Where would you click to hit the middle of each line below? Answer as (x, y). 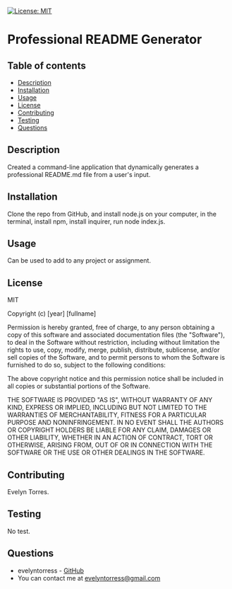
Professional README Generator (105, 40)
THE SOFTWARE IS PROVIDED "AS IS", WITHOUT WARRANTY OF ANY (110, 400)
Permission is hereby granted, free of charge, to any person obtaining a (111, 327)
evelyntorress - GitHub (51, 571)
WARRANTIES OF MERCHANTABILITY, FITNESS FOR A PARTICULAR (107, 415)
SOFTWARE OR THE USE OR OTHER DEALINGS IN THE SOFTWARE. (106, 452)
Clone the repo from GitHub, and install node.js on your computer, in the (112, 214)
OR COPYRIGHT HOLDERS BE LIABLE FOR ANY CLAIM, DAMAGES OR (109, 430)
